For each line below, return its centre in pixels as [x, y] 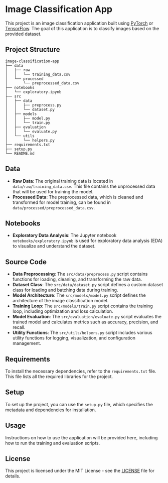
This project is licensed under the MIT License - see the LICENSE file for [80, 471]
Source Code [26, 262]
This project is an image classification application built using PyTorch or [79, 23]
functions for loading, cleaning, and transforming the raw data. [77, 279]
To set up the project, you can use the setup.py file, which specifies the [79, 404]
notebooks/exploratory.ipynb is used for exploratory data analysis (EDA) [88, 241]
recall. [19, 327]
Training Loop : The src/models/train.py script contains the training [82, 306]
